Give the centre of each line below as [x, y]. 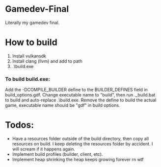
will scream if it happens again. [43, 149]
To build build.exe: [28, 79]
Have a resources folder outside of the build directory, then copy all [80, 139]
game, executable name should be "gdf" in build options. [63, 105]
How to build [31, 42]
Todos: [20, 125]
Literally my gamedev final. [32, 23]
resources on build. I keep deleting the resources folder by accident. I [82, 144]
